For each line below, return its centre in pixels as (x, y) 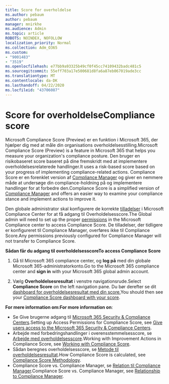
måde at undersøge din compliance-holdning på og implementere (74, 183)
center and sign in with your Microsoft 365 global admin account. (81, 272)
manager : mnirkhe (24, 24)
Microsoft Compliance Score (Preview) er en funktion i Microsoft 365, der (82, 140)
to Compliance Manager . (38, 376)
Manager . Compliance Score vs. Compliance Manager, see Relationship (86, 371)
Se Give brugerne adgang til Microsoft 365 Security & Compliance (81, 317)
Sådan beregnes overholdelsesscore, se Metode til (66, 350)
